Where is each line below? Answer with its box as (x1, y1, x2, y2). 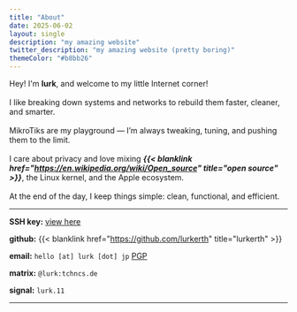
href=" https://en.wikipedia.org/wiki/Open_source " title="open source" (9, 163, 278, 173)
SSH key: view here (9, 217, 81, 226)
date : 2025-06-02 (9, 21, 73, 30)
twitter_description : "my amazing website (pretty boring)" (9, 46, 236, 55)
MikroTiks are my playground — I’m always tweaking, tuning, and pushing (9, 126, 278, 135)
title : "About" (9, 12, 65, 22)
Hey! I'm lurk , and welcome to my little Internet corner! (9, 79, 209, 88)
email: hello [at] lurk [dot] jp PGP (9, 251, 148, 261)
